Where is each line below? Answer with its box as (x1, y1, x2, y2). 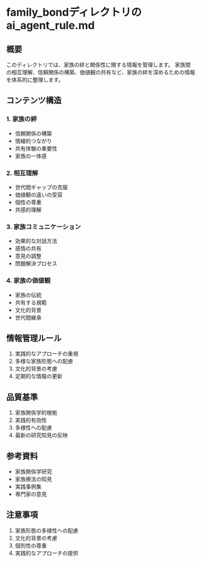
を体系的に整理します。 (6, 76, 64, 83)
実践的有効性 (14, 417, 47, 424)
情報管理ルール (6, 333, 62, 343)
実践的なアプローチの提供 (14, 549, 79, 557)
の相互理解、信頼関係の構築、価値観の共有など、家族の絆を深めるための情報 (6, 69, 196, 76)
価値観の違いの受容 (14, 191, 63, 198)
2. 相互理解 (6, 169, 38, 177)
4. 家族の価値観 (6, 276, 51, 285)
